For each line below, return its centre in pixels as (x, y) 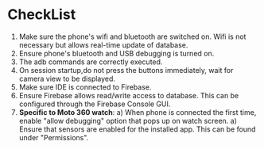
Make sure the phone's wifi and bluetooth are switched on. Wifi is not (132, 36)
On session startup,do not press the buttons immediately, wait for (126, 70)
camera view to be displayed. (67, 78)
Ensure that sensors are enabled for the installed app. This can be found (137, 129)
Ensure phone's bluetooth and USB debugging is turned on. (116, 53)
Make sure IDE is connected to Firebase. (85, 87)
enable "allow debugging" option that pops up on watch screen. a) (128, 120)
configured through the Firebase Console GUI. (95, 104)
